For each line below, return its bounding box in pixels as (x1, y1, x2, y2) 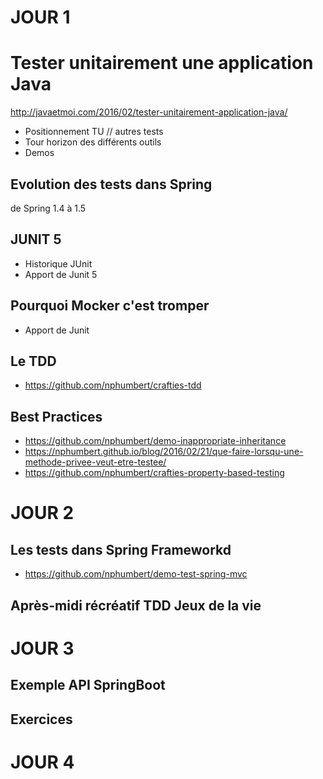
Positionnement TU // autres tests (24, 126, 164, 138)
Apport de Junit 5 (24, 268, 98, 280)
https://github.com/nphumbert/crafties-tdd (24, 379, 202, 391)
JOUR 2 (10, 502, 75, 525)
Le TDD (10, 352, 57, 370)
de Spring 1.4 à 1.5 (10, 202, 87, 214)
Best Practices (10, 408, 103, 425)
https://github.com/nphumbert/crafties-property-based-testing (24, 467, 285, 479)
